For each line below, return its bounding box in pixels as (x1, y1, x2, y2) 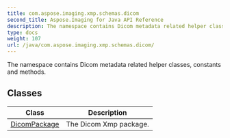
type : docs (7, 29, 38, 36)
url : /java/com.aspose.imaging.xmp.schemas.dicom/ (7, 42, 155, 49)
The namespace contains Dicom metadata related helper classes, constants (7, 61, 221, 68)
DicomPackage (10, 119, 60, 128)
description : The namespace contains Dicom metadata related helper (7, 23, 207, 29)
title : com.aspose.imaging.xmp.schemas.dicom (7, 10, 139, 17)
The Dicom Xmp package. (66, 119, 149, 128)
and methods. (7, 68, 47, 76)
